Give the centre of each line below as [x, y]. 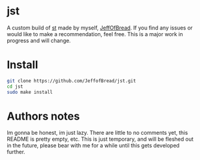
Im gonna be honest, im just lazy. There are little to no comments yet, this [97, 133]
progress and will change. [39, 40]
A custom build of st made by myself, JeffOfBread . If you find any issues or [100, 28]
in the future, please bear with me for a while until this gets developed [93, 146]
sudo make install [30, 92]
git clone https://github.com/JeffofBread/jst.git [71, 81]
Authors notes [43, 116]
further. [16, 152]
